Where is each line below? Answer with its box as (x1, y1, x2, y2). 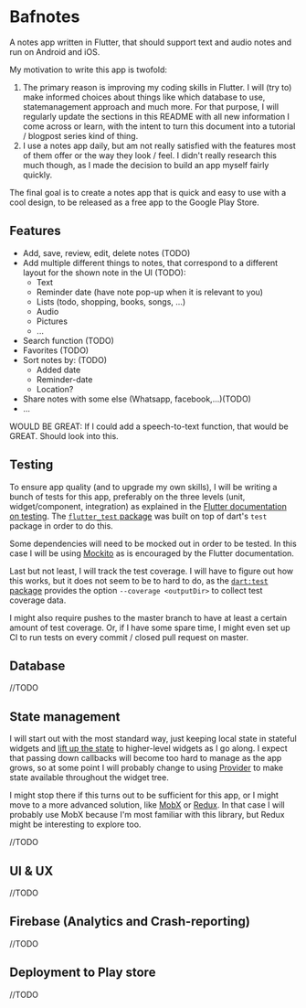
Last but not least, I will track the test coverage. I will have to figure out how (9, 565, 294, 576)
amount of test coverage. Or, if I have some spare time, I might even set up (9, 622, 290, 633)
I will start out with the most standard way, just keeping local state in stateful (9, 734, 297, 745)
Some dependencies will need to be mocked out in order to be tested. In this (9, 538, 297, 549)
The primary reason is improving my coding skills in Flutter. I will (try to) (22, 81, 292, 92)
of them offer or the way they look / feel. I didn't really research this (22, 149, 277, 161)
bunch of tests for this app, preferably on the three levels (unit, (9, 491, 246, 502)
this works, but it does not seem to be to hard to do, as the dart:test (9, 574, 269, 586)
